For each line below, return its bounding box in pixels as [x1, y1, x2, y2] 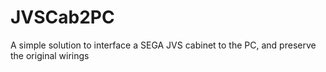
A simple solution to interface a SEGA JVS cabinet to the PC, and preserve [10, 39, 317, 51]
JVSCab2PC [10, 6, 115, 29]
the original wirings [10, 49, 90, 61]
